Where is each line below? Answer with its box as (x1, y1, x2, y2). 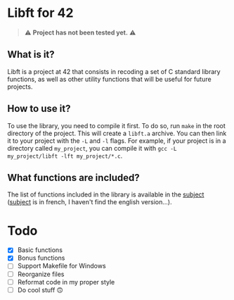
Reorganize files (17, 270, 65, 278)
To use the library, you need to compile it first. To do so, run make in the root (7, 121, 226, 130)
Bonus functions (17, 254, 65, 262)
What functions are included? (7, 171, 140, 184)
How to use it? (7, 103, 71, 115)
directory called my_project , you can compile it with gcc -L (7, 144, 177, 152)
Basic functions (17, 246, 63, 254)
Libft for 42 (7, 5, 74, 21)
